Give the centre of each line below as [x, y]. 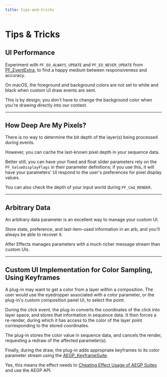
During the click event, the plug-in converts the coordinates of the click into [83, 310]
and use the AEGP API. [29, 371]
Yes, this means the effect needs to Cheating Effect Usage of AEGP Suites [81, 365]
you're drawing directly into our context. [46, 105]
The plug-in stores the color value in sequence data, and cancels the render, [83, 335]
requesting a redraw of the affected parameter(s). [56, 341]
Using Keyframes [33, 277]
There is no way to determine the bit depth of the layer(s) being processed [82, 137]
